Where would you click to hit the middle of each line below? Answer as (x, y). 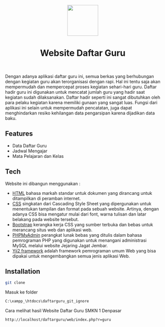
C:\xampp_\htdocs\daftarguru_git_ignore (47, 301)
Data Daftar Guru (29, 145)
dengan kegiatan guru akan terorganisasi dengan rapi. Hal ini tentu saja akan (83, 81)
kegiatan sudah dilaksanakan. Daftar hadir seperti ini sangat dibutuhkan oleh (83, 97)
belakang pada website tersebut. (46, 219)
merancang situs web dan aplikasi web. (52, 230)
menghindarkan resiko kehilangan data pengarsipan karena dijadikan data (80, 113)
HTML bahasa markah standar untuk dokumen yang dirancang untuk (82, 193)
